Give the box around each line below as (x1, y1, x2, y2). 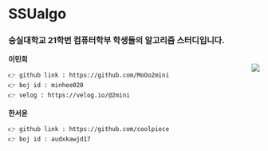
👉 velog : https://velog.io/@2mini (8, 91, 130, 100)
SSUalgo (8, 5, 66, 23)
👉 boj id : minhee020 (8, 81, 84, 89)
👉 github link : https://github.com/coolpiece (8, 125, 170, 133)
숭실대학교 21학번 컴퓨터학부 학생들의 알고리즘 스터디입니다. (8, 35, 225, 46)
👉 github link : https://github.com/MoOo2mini (8, 71, 170, 80)
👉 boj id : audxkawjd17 (8, 135, 91, 144)
